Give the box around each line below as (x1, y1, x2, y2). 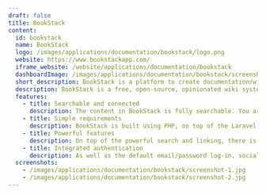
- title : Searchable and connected (22, 100, 140, 108)
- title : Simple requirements (22, 115, 123, 123)
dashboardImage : (15, 70, 69, 78)
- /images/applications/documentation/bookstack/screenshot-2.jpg (22, 173, 246, 182)
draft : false (8, 11, 51, 20)
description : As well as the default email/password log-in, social (28, 151, 260, 159)
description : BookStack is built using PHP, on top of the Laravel (28, 122, 257, 130)
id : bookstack (15, 33, 62, 42)
